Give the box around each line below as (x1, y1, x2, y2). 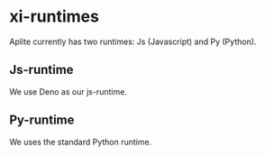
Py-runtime (9, 113, 75, 128)
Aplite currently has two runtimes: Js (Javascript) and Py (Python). (9, 36, 257, 47)
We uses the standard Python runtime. (9, 136, 152, 147)
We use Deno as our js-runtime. (9, 86, 128, 96)
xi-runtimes (9, 6, 99, 27)
